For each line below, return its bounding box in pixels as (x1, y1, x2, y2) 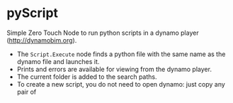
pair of (16, 87, 37, 96)
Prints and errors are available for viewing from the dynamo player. (16, 65, 212, 73)
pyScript (6, 5, 58, 21)
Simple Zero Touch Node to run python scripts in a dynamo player (6, 28, 199, 37)
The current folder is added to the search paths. (16, 72, 157, 81)
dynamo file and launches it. (16, 57, 100, 65)
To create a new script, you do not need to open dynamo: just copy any (16, 80, 226, 88)
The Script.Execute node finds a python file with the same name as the (16, 50, 226, 58)
